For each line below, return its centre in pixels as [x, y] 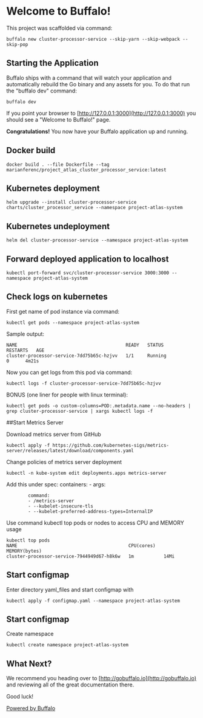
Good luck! [20, 697]
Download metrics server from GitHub [54, 434]
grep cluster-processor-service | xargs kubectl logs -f [80, 411]
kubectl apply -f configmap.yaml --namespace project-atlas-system [93, 601]
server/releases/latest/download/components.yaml [70, 450]
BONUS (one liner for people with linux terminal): [67, 395]
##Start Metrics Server [35, 422]
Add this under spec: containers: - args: [56, 484]
